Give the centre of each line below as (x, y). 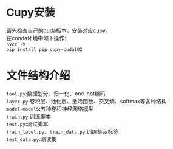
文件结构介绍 (39, 76)
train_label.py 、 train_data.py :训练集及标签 (63, 131)
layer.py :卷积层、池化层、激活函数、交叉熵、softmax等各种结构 (86, 101)
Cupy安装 (31, 12)
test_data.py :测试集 (31, 139)
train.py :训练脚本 (29, 116)
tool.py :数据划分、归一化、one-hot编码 (56, 93)
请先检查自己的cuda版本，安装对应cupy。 (59, 30)
